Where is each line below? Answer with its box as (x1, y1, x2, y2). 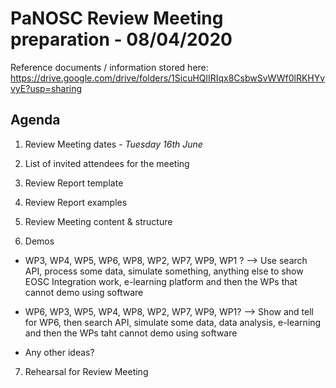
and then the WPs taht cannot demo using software (24, 327, 238, 339)
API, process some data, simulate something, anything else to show (24, 265, 304, 277)
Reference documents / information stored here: (10, 61, 209, 73)
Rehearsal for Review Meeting (24, 365, 149, 377)
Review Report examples (24, 196, 128, 208)
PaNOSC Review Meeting (10, 7, 224, 30)
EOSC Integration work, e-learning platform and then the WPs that (24, 275, 298, 287)
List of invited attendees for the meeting (24, 157, 190, 169)
